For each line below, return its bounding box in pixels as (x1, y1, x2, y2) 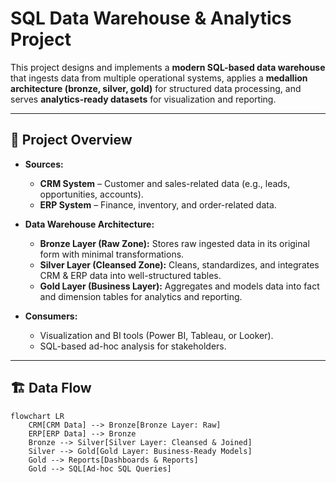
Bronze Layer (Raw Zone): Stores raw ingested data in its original (39, 237, 310, 249)
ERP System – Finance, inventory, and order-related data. (39, 198, 277, 211)
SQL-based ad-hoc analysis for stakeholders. (39, 340, 227, 352)
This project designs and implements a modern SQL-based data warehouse (10, 61, 326, 73)
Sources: (24, 158, 64, 170)
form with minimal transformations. (39, 248, 185, 260)
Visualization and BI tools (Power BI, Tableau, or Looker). (39, 329, 274, 341)
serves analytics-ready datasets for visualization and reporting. (10, 93, 277, 105)
